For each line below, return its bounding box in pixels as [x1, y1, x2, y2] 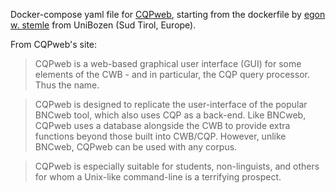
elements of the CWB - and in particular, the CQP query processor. [34, 69, 310, 80]
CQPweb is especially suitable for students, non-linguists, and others [34, 160, 320, 172]
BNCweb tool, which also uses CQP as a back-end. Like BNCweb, [34, 109, 307, 121]
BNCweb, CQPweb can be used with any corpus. [34, 141, 238, 153]
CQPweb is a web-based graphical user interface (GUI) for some [34, 58, 302, 69]
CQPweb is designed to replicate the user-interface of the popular [34, 99, 308, 110]
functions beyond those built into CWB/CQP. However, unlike [34, 130, 287, 142]
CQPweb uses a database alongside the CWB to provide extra [34, 120, 291, 131]
